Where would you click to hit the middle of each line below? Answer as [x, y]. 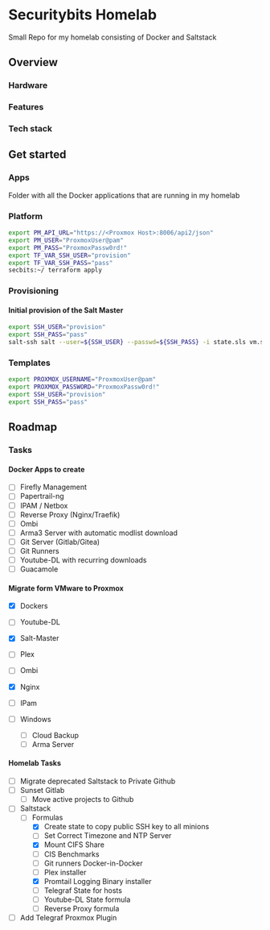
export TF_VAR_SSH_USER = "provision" [70, 255]
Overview [33, 62]
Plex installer [65, 872]
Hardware [28, 85]
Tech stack [30, 129]
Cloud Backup [55, 735]
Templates [29, 363]
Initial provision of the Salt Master [66, 310]
